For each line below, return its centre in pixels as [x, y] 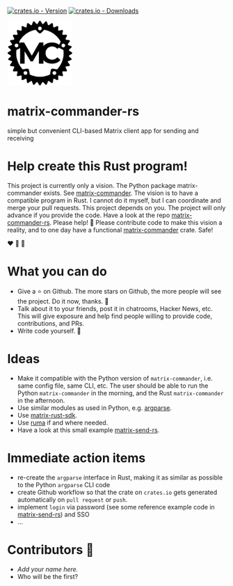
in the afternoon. [41, 400]
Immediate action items [77, 458]
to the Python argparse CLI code [64, 484]
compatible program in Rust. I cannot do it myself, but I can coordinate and [114, 200]
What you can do [57, 272]
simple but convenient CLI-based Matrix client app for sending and [103, 130]
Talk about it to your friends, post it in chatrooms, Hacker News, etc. [115, 308]
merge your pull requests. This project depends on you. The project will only [116, 207]
